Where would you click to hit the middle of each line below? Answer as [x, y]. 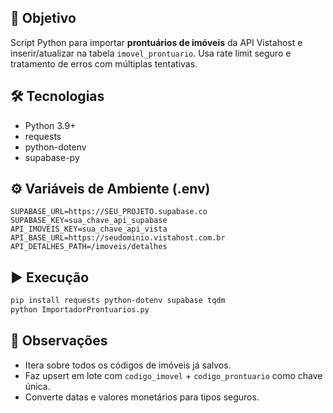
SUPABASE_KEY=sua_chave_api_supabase [89, 221]
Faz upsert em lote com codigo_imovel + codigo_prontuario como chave [173, 375]
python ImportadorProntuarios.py [80, 310]
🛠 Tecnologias [57, 96]
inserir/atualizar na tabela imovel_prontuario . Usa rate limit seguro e [151, 53]
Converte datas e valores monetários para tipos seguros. [142, 397]
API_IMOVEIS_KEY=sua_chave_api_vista [89, 229]
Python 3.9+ [50, 125]
